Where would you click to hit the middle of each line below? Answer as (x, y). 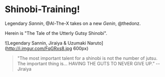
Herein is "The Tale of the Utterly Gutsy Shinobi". (56, 33)
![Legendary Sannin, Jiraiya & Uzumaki (46, 43)
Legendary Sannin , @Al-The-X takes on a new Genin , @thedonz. (73, 23)
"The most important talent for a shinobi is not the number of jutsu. (87, 58)
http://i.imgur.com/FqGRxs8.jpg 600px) (47, 48)
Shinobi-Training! (42, 9)
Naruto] (95, 43)
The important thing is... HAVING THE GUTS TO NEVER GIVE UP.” (86, 63)
